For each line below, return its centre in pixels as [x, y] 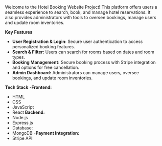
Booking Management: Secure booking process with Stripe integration [84, 62]
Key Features [19, 32]
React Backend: [28, 112]
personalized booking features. [44, 47]
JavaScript [23, 107]
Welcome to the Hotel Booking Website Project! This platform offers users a [81, 7]
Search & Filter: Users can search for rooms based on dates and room [83, 52]
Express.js [23, 123]
